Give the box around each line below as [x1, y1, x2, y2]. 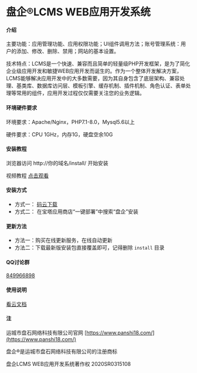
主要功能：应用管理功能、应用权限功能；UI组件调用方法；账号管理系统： [6, 41, 181, 48]
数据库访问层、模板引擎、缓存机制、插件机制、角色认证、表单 [36, 82, 186, 89]
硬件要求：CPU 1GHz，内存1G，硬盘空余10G [6, 130, 113, 138]
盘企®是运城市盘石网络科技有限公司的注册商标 [6, 348, 118, 355]
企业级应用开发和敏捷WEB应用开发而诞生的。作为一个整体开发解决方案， [6, 68, 182, 75]
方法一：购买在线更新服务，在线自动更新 [14, 237, 113, 244]
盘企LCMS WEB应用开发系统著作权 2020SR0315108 [6, 360, 131, 367]
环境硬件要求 [6, 104, 37, 111]
